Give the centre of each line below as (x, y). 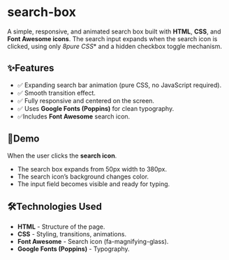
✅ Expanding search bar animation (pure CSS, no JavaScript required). (119, 85)
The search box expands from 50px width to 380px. (92, 169)
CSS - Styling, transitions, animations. (72, 234)
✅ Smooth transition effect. (57, 93)
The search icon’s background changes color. (83, 176)
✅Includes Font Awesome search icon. (74, 116)
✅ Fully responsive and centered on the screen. (86, 100)
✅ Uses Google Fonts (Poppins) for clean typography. (96, 108)
